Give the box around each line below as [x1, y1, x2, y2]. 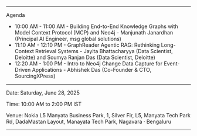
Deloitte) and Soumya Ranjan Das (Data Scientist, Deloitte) [14, 54, 155, 61]
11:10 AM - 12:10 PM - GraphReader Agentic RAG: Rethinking [14, 41, 160, 48]
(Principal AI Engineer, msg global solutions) [14, 36, 122, 42]
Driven [14, 67, 31, 73]
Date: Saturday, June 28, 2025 [6, 89, 80, 96]
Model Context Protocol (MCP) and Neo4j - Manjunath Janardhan [14, 29, 174, 36]
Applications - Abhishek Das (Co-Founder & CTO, [32, 67, 151, 73]
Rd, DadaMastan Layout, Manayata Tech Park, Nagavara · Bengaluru [6, 118, 172, 125]
